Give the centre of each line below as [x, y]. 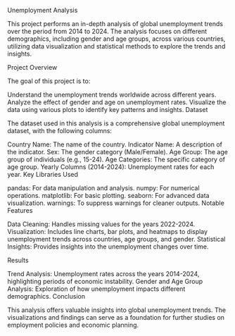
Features [20, 210]
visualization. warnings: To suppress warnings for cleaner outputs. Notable [116, 203]
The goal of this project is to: [49, 81]
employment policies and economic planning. [73, 325]
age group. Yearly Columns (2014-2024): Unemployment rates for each [111, 167]
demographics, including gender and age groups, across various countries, [116, 39]
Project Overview [32, 67]
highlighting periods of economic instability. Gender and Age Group [105, 281]
